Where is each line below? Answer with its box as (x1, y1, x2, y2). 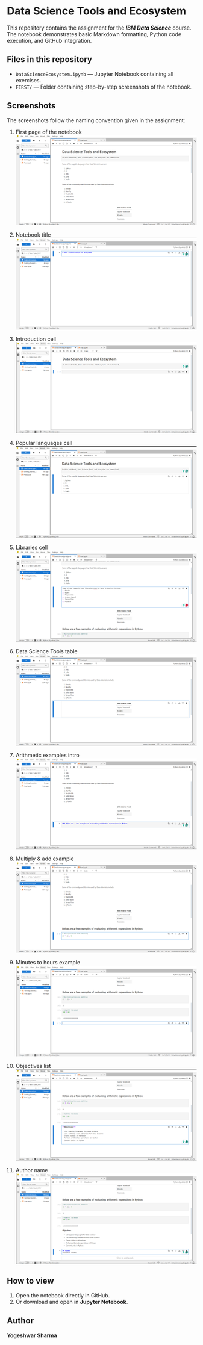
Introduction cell (15, 335, 57, 343)
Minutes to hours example (15, 959, 81, 966)
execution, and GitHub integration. (7, 37, 92, 44)
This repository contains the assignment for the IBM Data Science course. (7, 24, 192, 31)
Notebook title (15, 231, 51, 238)
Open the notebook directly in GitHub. (15, 1291, 110, 1299)
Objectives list (15, 1063, 51, 1070)
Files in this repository (7, 54, 92, 64)
